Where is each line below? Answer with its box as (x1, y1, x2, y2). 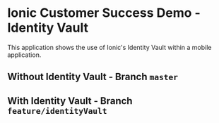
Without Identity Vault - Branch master (7, 71, 179, 83)
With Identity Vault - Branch (7, 95, 133, 107)
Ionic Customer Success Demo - (7, 5, 201, 21)
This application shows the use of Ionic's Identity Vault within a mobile (7, 43, 212, 51)
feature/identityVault (7, 105, 107, 116)
